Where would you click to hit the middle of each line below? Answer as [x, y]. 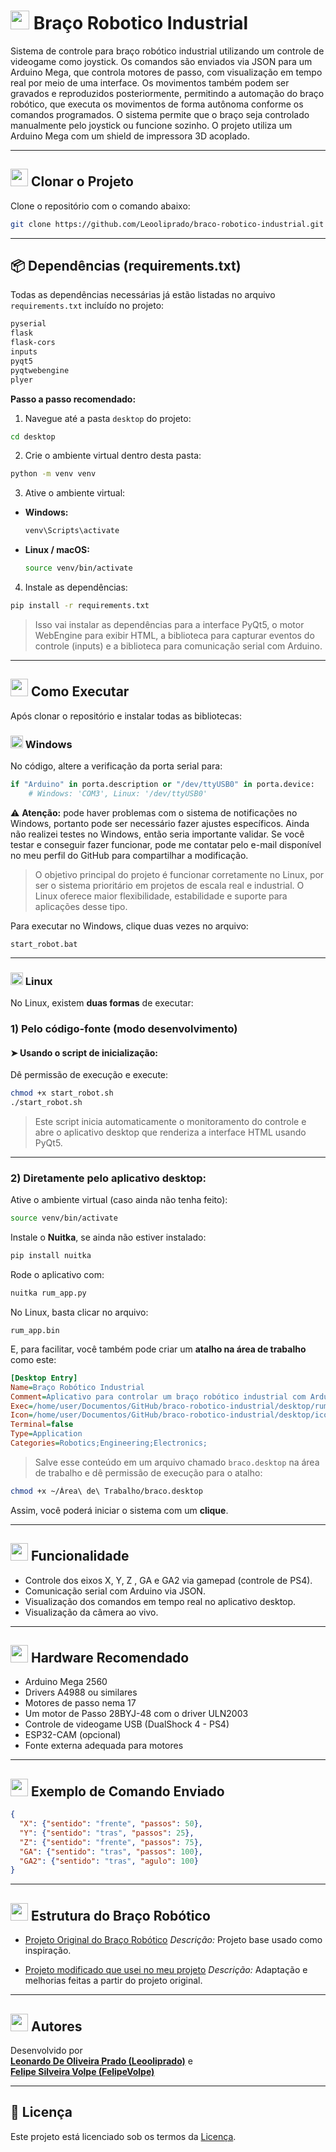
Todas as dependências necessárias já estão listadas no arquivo [143, 295]
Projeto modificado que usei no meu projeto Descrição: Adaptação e [166, 1970]
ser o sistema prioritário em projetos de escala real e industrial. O [169, 885]
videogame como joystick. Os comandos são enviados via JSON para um [161, 61]
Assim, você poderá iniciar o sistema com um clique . [119, 1510]
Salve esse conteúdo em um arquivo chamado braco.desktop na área [177, 1462]
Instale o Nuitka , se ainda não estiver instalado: [108, 1237]
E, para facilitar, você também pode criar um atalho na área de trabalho [158, 1349]
